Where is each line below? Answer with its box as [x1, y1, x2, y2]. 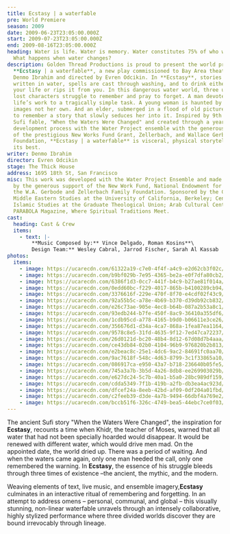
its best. [13, 144, 41, 151]
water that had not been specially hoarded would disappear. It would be [7, 433, 209, 441]
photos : [7, 253, 29, 259]
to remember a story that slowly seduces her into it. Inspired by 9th [13, 112, 222, 119]
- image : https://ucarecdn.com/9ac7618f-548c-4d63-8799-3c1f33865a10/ [19, 355, 225, 362]
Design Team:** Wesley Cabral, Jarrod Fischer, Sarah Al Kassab [31, 246, 219, 253]
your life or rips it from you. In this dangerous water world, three [13, 86, 219, 93]
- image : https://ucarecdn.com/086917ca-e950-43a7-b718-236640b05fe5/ [19, 361, 225, 368]
